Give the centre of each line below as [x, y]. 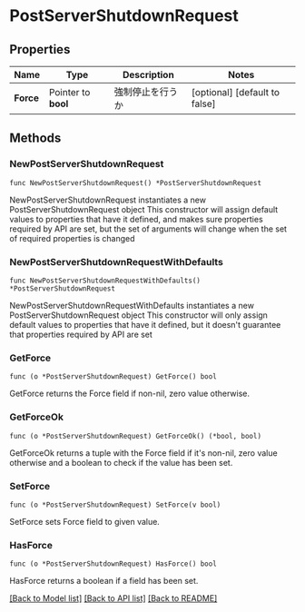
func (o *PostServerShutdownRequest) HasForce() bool [113, 564]
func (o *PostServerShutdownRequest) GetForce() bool [113, 377]
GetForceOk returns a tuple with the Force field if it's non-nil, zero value [144, 453]
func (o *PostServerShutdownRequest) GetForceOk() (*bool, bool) [135, 436]
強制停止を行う [146, 92]
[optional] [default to [235, 92]
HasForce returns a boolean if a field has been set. [104, 581]
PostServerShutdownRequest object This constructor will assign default [144, 209]
